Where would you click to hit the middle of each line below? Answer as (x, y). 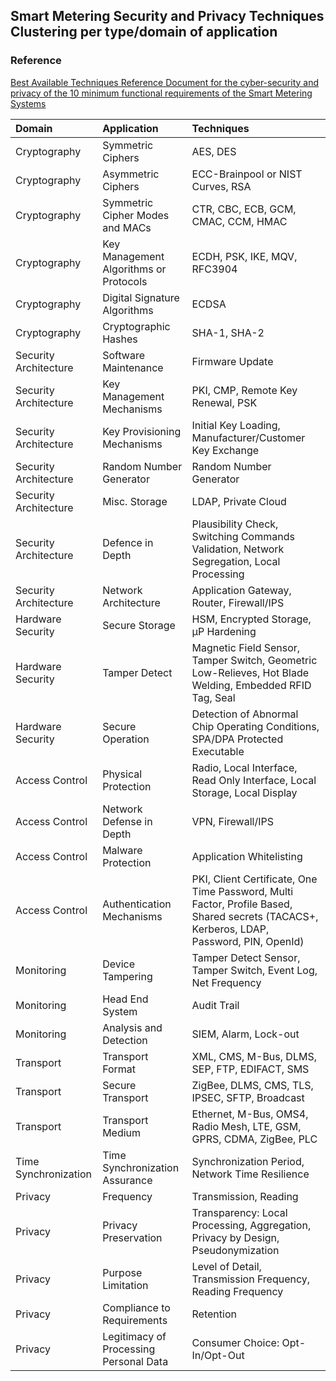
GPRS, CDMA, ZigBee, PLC (254, 1139)
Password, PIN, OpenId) (248, 941)
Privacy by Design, (235, 1237)
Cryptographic (136, 326)
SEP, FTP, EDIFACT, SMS (250, 1069)
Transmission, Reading (245, 1196)
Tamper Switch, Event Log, (254, 970)
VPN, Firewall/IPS (232, 821)
